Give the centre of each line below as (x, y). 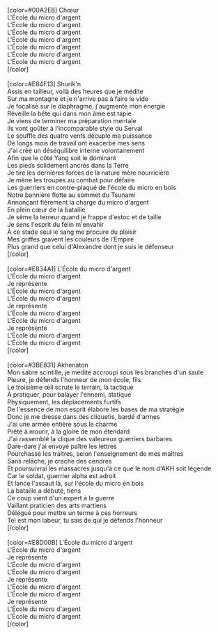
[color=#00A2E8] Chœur (43, 10)
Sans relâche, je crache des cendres (60, 461)
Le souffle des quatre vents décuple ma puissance (80, 136)
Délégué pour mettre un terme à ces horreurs (72, 513)
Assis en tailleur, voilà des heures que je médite (76, 91)
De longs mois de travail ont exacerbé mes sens (76, 143)
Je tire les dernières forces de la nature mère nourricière (88, 173)
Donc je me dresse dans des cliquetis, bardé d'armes (84, 417)
